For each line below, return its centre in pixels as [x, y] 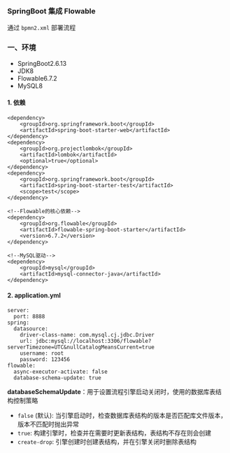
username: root [42, 353]
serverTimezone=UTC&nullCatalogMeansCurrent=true [81, 347]
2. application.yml [34, 295]
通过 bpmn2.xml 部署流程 [42, 28]
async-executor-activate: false [61, 372]
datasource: [31, 329]
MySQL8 [30, 86]
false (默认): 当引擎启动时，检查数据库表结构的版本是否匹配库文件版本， [122, 415]
